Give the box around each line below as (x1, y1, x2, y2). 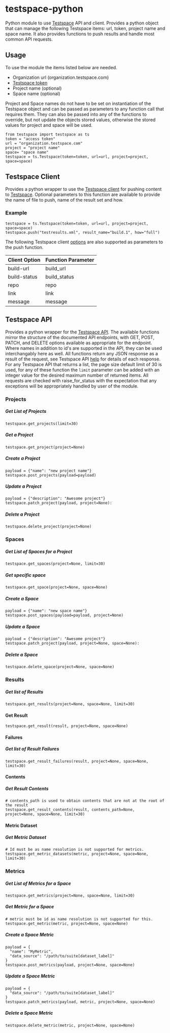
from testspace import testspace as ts (5, 132, 90, 137)
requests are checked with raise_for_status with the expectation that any (5, 377, 157, 383)
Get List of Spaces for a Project (5, 548, 73, 554)
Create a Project (5, 455, 41, 461)
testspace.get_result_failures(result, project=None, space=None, (5, 759, 149, 764)
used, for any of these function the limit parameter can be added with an (5, 367, 160, 373)
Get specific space (5, 572, 46, 578)
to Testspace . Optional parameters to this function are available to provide (5, 191, 160, 198)
